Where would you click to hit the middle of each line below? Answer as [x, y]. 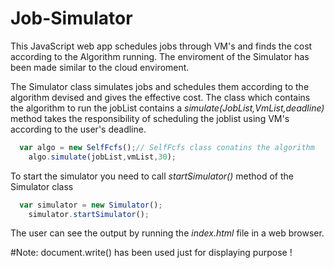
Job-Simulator [71, 18]
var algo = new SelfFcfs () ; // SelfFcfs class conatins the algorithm [167, 147]
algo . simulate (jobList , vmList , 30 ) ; [102, 157]
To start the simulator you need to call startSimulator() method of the [152, 176]
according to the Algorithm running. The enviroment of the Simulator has [160, 56]
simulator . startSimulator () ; [89, 214]
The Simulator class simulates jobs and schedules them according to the [160, 86]
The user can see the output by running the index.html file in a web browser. [167, 233]
